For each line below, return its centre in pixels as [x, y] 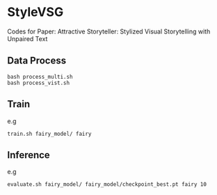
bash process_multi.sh [40, 77]
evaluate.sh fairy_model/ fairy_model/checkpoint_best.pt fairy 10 [107, 185]
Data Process [37, 61]
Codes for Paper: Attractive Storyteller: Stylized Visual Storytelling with [109, 31]
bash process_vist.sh [39, 83]
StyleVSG [35, 12]
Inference [29, 155]
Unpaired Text [27, 38]
